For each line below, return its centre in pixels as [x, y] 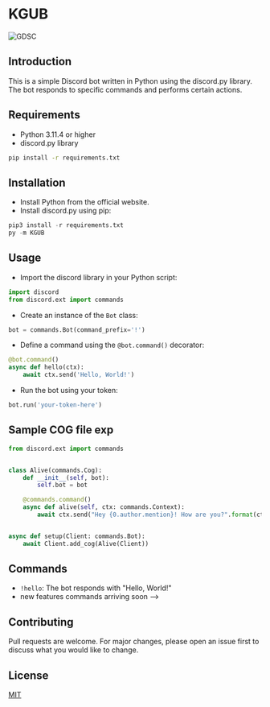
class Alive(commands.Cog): [55, 470]
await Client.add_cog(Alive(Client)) [86, 544]
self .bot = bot [63, 485]
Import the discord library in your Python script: [98, 277]
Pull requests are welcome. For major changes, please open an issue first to [134, 642]
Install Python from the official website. [85, 202]
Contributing [41, 622]
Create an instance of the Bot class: [79, 315]
